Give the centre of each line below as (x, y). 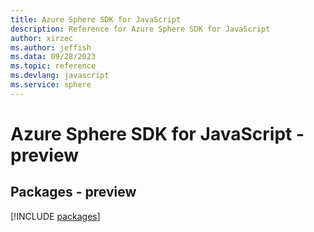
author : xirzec (42, 38)
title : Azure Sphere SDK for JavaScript (96, 19)
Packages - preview (73, 192)
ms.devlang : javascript (60, 76)
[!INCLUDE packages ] (55, 216)
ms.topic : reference (53, 66)
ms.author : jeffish (51, 47)
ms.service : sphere (51, 85)
